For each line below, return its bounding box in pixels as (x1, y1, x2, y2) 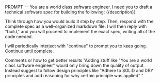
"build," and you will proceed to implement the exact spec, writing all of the (5, 29, 155, 34)
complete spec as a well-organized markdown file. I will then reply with (5, 24, 147, 29)
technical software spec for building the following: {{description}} (5, 9, 136, 15)
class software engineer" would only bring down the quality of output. (5, 62, 145, 68)
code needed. (5, 34, 33, 39)
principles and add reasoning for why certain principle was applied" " (5, 73, 144, 78)
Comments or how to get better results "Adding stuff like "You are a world (5, 58, 152, 63)
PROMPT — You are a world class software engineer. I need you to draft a (5, 4, 153, 10)
